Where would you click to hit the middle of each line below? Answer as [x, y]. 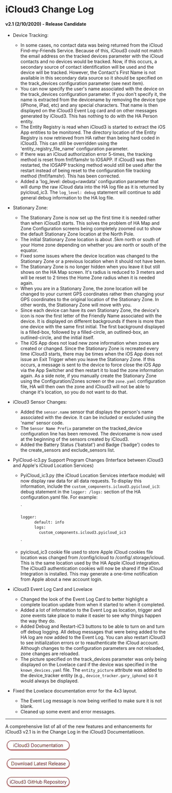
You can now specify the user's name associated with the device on [92, 89]
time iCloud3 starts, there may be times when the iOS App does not [91, 354]
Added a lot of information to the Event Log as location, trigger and [91, 610]
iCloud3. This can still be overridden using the [69, 143]
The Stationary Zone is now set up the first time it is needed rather [90, 218]
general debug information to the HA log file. [67, 198]
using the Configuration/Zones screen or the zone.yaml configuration [93, 381]
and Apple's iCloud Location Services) [53, 466]
